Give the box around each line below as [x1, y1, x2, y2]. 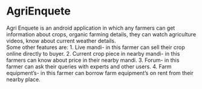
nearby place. [6, 76, 41, 83]
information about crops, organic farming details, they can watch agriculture [6, 30, 197, 38]
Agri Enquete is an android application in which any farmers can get [6, 24, 175, 31]
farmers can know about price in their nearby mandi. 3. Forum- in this [6, 56, 180, 64]
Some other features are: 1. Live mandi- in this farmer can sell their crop [6, 44, 186, 51]
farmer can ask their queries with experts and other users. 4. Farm [6, 62, 172, 70]
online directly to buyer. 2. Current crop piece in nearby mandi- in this [6, 50, 180, 57]
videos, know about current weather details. [6, 37, 116, 44]
